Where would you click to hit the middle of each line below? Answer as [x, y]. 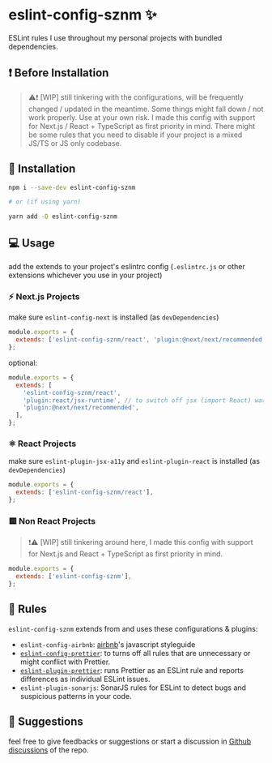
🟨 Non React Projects [52, 521]
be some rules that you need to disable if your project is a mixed [135, 135]
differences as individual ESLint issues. [85, 679]
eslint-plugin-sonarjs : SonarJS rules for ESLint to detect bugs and [133, 688]
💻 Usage [32, 243]
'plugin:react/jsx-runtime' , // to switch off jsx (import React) [137, 400]
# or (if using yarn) [45, 202]
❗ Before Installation [59, 73]
